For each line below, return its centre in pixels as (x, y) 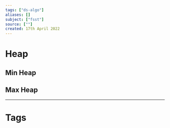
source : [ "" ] (19, 24)
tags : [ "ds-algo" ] (25, 10)
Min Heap (21, 72)
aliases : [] (18, 15)
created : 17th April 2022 (32, 29)
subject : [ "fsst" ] (25, 19)
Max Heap (22, 90)
